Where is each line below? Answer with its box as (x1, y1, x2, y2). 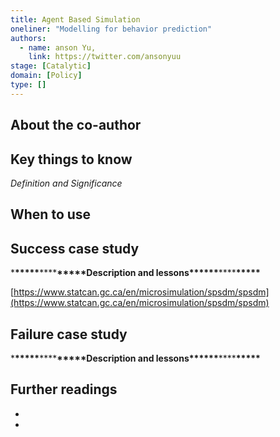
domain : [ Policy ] (10, 71, 83, 81)
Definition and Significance (10, 177, 123, 189)
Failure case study (10, 326, 128, 343)
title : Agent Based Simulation (10, 14, 141, 25)
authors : (10, 33, 47, 43)
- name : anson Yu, (19, 42, 97, 53)
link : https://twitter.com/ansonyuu (28, 52, 182, 62)
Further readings (10, 381, 118, 398)
